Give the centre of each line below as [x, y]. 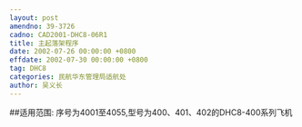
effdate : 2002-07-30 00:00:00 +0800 [79, 60]
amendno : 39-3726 [42, 26]
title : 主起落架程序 [44, 43]
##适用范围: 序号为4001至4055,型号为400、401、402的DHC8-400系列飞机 [151, 112]
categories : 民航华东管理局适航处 [68, 77]
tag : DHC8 [28, 69]
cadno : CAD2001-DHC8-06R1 [58, 34]
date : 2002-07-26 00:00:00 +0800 [73, 52]
